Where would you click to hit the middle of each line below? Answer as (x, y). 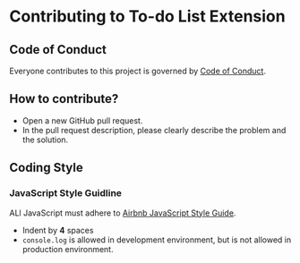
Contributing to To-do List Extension (147, 17)
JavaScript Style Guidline (66, 193)
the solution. (45, 140)
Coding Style (46, 168)
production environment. (68, 249)
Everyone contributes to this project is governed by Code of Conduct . (138, 71)
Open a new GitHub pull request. (82, 120)
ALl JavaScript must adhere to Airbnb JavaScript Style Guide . (123, 213)
